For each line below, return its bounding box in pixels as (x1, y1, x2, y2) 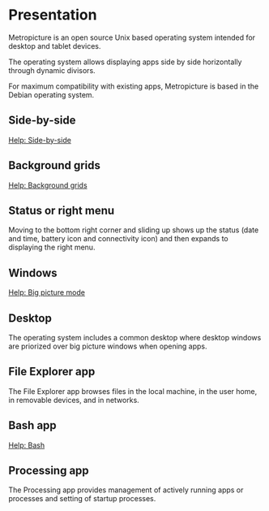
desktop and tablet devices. (8, 41, 101, 50)
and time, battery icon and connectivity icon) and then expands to (8, 234, 228, 244)
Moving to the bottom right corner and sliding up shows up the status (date (8, 225, 259, 235)
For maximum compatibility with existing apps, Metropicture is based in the (8, 81, 259, 91)
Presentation (8, 6, 97, 24)
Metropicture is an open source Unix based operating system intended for (8, 32, 256, 42)
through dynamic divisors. (8, 65, 96, 75)
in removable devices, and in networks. (8, 395, 139, 405)
